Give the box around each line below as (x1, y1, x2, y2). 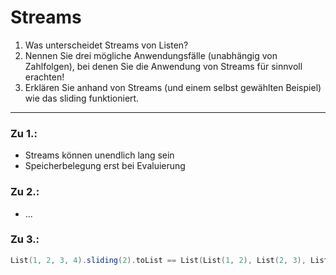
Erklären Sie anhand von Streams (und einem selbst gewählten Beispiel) (24, 81, 322, 93)
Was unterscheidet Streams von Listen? (24, 39, 189, 51)
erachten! (24, 71, 65, 83)
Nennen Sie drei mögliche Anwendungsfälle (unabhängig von (24, 49, 278, 61)
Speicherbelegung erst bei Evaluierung (24, 160, 186, 172)
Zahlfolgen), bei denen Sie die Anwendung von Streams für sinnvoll (24, 60, 303, 72)
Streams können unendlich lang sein (24, 149, 175, 161)
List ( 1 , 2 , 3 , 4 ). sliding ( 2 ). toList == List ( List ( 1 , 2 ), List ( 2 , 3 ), (10, 255, 307, 265)
